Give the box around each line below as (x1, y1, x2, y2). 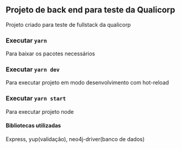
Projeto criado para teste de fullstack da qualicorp (5, 21, 131, 28)
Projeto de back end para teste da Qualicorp (5, 5, 176, 15)
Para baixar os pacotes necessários (5, 50, 95, 57)
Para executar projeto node (5, 108, 74, 115)
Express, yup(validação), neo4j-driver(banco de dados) (5, 135, 145, 142)
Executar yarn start (5, 94, 66, 103)
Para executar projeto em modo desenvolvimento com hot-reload (5, 79, 169, 86)
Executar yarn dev (5, 65, 60, 74)
